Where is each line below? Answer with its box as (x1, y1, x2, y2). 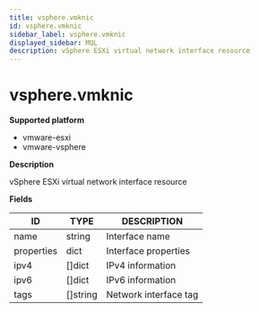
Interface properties (106, 245, 191, 257)
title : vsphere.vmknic (9, 13, 94, 22)
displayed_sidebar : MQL (9, 38, 99, 48)
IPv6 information (106, 274, 177, 287)
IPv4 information (106, 259, 177, 272)
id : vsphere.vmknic (9, 22, 82, 30)
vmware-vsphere (22, 142, 87, 152)
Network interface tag (106, 289, 199, 301)
